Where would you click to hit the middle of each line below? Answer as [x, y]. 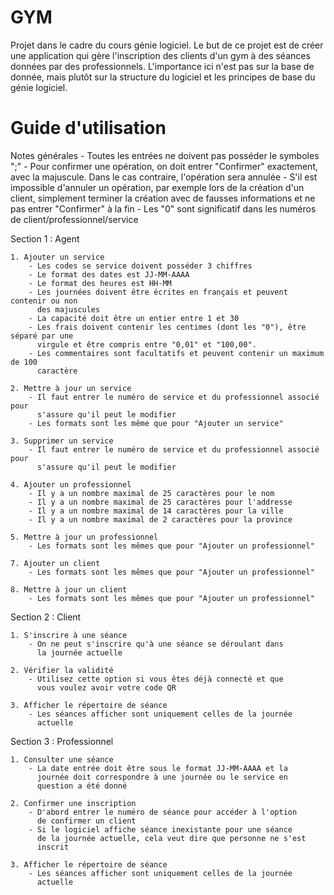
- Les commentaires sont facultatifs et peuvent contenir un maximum [176, 353]
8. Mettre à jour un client [69, 589]
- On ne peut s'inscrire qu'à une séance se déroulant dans [156, 644]
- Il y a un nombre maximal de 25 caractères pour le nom [151, 493]
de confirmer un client [86, 821]
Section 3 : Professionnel [62, 741]
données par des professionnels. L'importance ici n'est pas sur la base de [162, 66]
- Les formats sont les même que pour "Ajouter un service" [156, 423]
